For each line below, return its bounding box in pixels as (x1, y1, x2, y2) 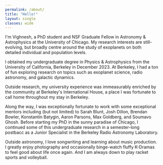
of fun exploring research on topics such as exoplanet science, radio (5, 69, 143, 75)
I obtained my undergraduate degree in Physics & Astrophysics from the (5, 59, 150, 65)
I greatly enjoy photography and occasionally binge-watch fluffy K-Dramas (5, 144, 155, 150)
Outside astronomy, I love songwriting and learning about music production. (5, 139, 157, 145)
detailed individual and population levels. (5, 50, 87, 55)
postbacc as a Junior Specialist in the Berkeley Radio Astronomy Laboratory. (5, 129, 159, 135)
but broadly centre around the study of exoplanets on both (24, 44, 142, 50)
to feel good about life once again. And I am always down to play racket (5, 149, 148, 155)
